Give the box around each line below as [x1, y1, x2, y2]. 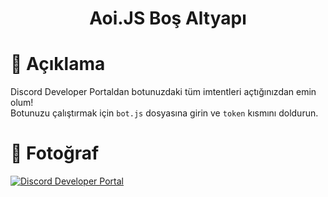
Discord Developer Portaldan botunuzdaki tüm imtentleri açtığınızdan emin [10, 86, 317, 98]
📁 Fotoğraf [10, 142, 100, 165]
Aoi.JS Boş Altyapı [89, 7, 247, 30]
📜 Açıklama [10, 53, 106, 76]
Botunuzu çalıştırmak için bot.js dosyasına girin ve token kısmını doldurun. [10, 107, 319, 119]
